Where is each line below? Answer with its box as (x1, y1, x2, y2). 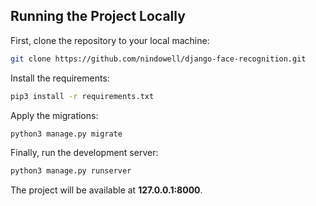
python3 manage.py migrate (10, 129, 123, 139)
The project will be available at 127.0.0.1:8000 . (10, 184, 203, 196)
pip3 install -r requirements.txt (10, 91, 155, 101)
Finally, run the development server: (10, 147, 159, 159)
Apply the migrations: (10, 109, 99, 121)
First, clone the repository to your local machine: (10, 34, 210, 46)
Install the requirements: (10, 72, 110, 84)
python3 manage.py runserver (10, 166, 132, 176)
